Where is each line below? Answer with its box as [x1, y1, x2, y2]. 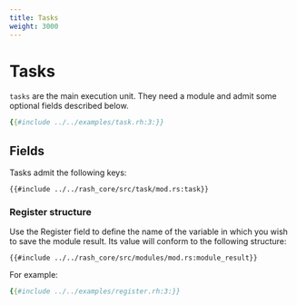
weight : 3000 [9, 22, 59, 31]
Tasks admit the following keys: [9, 167, 127, 178]
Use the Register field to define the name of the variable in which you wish [9, 226, 289, 237]
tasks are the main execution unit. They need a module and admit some [9, 91, 277, 102]
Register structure [9, 206, 93, 219]
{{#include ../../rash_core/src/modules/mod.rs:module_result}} [9, 253, 258, 263]
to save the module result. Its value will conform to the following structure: [9, 236, 287, 247]
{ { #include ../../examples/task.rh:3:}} [9, 118, 165, 127]
